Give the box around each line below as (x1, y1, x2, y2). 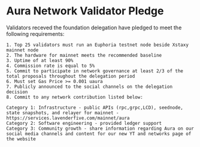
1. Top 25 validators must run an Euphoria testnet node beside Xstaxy (6, 42, 189, 48)
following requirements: (6, 30, 65, 37)
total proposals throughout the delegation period (6, 73, 135, 79)
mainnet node (6, 47, 39, 53)
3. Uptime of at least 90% (6, 57, 74, 63)
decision (6, 88, 28, 95)
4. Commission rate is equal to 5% (6, 63, 95, 69)
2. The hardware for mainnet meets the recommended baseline (6, 52, 162, 58)
